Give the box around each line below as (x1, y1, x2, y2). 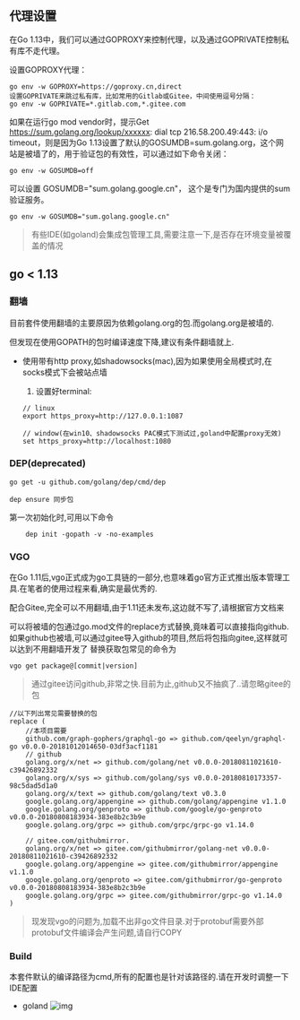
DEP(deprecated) (9, 457, 87, 470)
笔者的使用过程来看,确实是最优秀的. (27, 583, 159, 594)
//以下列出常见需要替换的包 (9, 709, 99, 719)
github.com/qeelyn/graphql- (181, 734, 287, 744)
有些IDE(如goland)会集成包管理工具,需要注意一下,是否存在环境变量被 (30, 229, 284, 239)
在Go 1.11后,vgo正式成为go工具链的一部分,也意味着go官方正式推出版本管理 (9, 572, 283, 583)
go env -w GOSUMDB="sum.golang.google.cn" (9, 212, 170, 221)
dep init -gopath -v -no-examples (25, 530, 154, 539)
